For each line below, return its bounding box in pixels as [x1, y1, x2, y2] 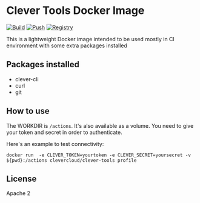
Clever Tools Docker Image [6, 4, 145, 18]
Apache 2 [6, 190, 31, 197]
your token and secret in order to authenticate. [6, 128, 122, 136]
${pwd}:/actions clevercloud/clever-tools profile [6, 157, 137, 164]
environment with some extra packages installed [6, 42, 127, 49]
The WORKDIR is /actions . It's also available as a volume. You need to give [6, 122, 194, 129]
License [6, 173, 37, 184]
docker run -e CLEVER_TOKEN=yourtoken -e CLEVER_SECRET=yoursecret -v [6, 152, 191, 158]
